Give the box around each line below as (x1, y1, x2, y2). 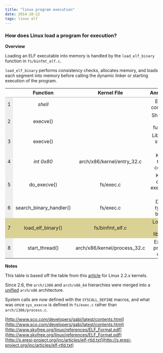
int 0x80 (33, 158, 53, 165)
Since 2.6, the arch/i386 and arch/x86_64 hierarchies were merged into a (5, 282, 150, 288)
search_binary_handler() (15, 204, 71, 211)
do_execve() (29, 181, 57, 188)
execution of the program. (5, 77, 57, 83)
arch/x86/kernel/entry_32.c (79, 158, 142, 165)
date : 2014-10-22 (5, 12, 40, 17)
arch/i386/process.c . (5, 307, 48, 313)
